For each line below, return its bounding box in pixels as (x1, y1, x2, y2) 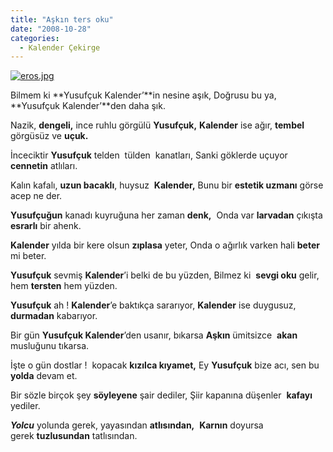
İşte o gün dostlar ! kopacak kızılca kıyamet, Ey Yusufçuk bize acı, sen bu (10, 359, 320, 371)
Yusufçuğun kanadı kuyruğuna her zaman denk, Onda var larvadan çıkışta (10, 209, 323, 221)
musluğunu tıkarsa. (10, 340, 90, 352)
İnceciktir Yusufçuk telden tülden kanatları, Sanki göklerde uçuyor (10, 149, 288, 161)
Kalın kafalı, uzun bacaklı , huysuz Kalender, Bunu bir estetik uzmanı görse (10, 179, 324, 191)
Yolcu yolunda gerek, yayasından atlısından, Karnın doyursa (10, 419, 264, 431)
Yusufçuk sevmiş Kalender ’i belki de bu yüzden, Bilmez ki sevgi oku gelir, (10, 269, 320, 281)
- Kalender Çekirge (19, 42, 101, 53)
